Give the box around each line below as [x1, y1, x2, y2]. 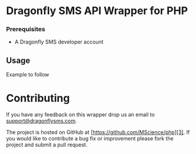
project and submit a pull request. [6, 141, 88, 148]
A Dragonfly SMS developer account [14, 38, 104, 45]
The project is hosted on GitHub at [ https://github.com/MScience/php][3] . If [6, 129, 190, 136]
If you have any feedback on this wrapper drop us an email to [6, 111, 155, 118]
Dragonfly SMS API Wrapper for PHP [6, 4, 188, 18]
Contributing [6, 92, 70, 105]
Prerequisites [6, 25, 45, 34]
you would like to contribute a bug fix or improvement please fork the [6, 135, 174, 142]
